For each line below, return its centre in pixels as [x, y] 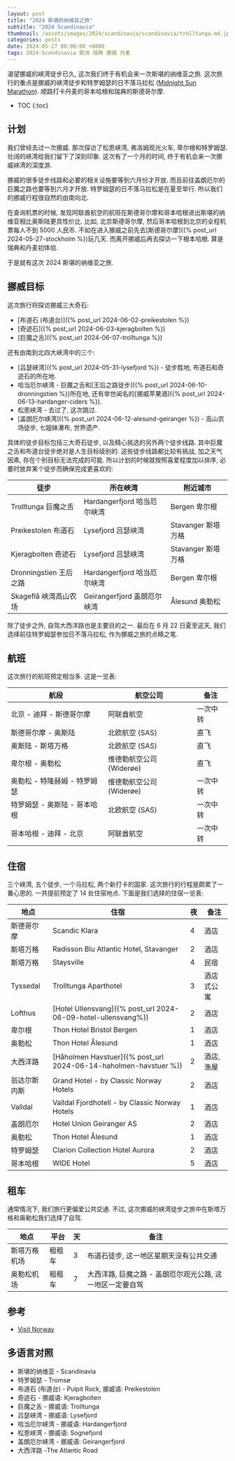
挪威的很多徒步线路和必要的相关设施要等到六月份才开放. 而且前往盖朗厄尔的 [116, 180]
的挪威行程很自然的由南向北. [48, 197]
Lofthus [23, 1013]
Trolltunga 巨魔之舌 [43, 506]
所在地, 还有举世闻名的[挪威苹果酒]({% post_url [137, 393]
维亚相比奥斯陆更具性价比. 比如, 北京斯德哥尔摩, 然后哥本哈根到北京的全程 [114, 221]
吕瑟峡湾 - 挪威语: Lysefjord [57, 1415]
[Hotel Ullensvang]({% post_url [104, 1009]
